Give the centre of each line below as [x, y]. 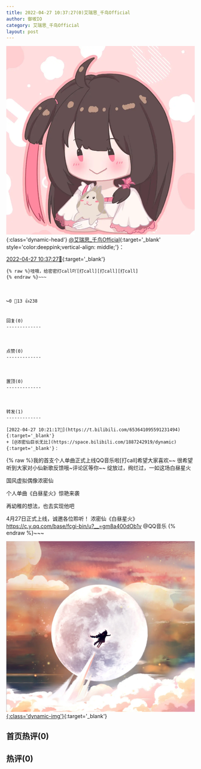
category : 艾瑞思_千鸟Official [43, 25]
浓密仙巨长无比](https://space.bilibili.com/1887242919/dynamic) [97, 442]
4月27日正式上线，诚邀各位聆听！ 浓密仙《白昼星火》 [72, 519]
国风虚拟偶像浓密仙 [30, 481]
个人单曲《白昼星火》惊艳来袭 [43, 493]
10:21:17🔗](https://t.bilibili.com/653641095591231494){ [109, 430]
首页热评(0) [28, 736]
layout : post [22, 32]
